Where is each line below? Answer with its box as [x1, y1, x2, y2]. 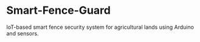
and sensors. [6, 29, 39, 37]
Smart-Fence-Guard [6, 4, 111, 17]
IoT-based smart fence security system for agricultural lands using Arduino [6, 23, 195, 31]
